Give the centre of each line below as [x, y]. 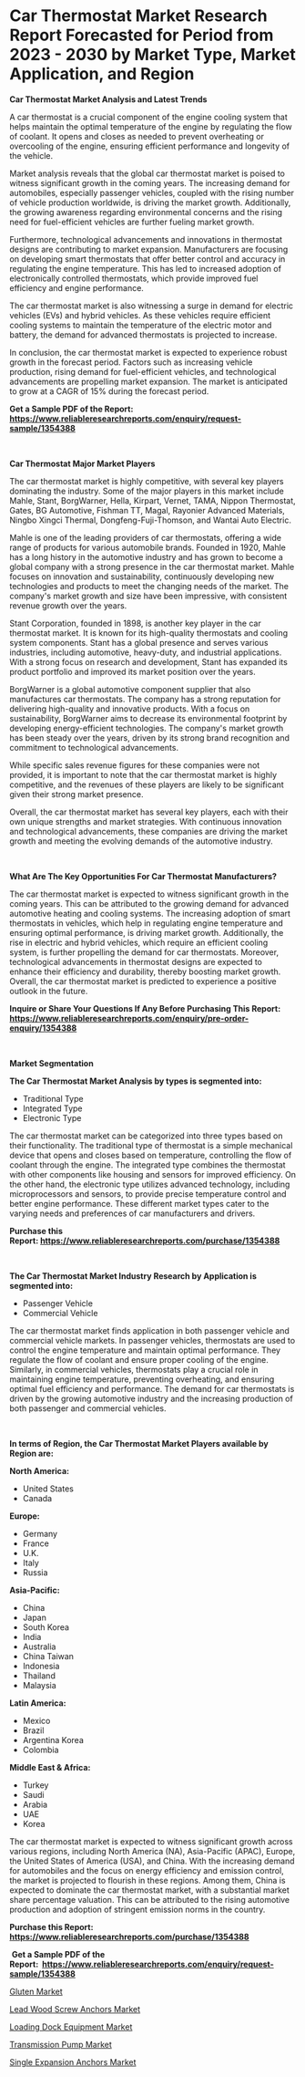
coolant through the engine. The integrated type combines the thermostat [147, 1165]
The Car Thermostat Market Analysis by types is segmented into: [136, 1081]
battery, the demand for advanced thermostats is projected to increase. [143, 335]
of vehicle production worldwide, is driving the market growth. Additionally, [150, 203]
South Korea [46, 1627]
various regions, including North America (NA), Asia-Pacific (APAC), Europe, [152, 1851]
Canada [37, 1498]
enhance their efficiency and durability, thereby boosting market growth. [145, 971]
